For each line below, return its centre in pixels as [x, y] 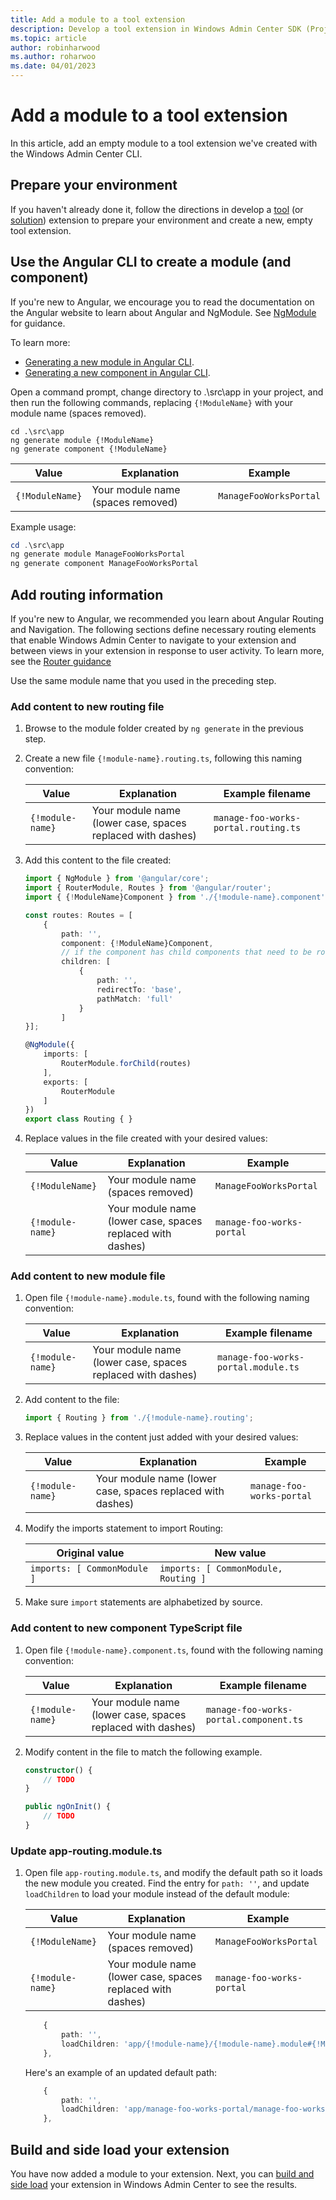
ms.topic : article [48, 38]
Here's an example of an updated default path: [121, 2072]
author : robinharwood [55, 47]
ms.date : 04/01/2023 [53, 66]
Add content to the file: [72, 1400]
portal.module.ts [258, 1367]
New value [240, 1553]
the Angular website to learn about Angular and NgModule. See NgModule [163, 312]
